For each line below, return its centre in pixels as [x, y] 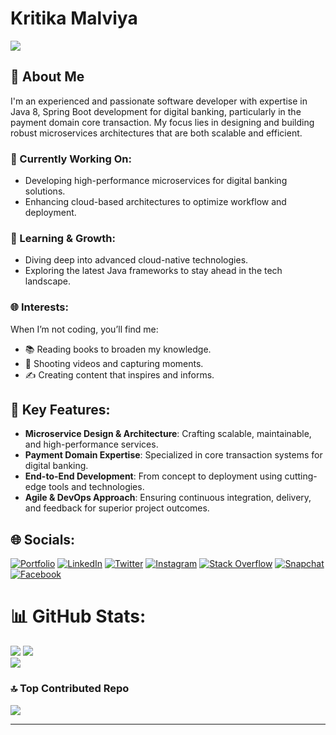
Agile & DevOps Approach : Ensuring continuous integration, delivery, [168, 498]
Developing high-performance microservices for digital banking [156, 181]
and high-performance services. [91, 444]
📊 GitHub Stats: [78, 616]
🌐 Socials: [43, 539]
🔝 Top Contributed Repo [70, 689]
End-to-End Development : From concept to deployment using [153, 476]
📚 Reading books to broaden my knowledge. [118, 349]
